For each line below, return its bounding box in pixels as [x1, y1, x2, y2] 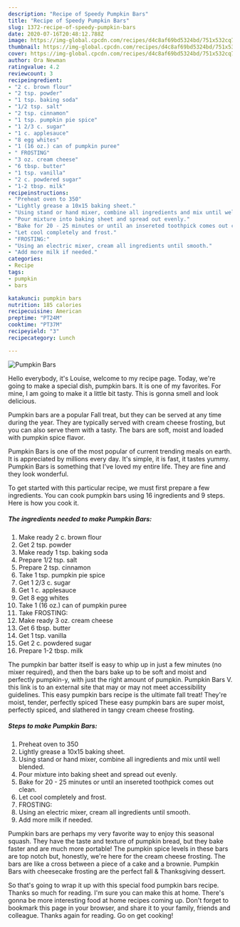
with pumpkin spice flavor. [8, 433, 85, 441]
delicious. [8, 397, 36, 405]
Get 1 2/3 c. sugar [18, 578, 71, 587]
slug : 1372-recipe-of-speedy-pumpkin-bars [8, 23, 136, 31]
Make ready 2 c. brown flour [18, 533, 102, 541]
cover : [8, 51, 28, 58]
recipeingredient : [8, 76, 63, 84]
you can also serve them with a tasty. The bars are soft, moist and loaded [8, 425, 224, 434]
